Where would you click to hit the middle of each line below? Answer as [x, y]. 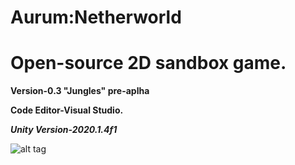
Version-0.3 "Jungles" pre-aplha [80, 91]
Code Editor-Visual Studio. [67, 110]
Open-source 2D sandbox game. [148, 63]
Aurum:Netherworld [96, 17]
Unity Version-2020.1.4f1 [64, 130]
